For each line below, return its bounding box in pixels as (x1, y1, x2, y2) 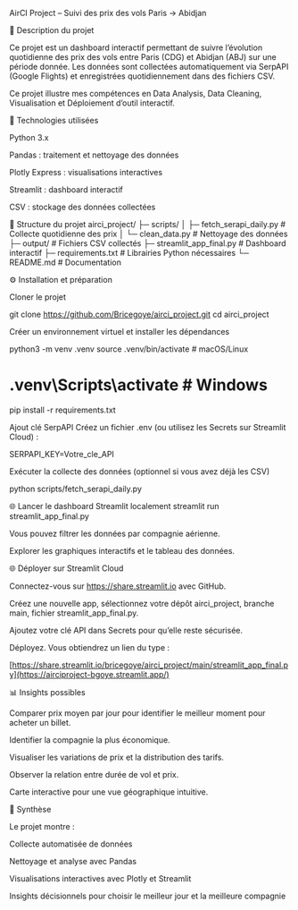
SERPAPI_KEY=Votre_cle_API (9, 448, 114, 459)
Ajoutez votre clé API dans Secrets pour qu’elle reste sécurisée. (9, 625, 244, 635)
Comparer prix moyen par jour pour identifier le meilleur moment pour (9, 707, 266, 719)
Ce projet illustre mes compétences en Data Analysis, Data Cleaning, (9, 89, 262, 98)
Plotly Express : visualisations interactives (9, 167, 163, 177)
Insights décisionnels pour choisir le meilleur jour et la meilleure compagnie (9, 890, 286, 901)
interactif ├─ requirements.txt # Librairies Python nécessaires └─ (9, 248, 250, 258)
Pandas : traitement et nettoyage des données (9, 149, 179, 160)
